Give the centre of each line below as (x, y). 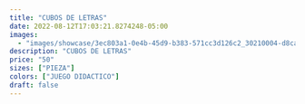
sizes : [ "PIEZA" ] (42, 69)
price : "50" (32, 60)
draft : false (34, 85)
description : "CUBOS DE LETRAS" (70, 52)
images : (24, 34)
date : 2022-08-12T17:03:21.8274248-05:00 (89, 26)
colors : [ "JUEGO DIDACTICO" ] (64, 77)
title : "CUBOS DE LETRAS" (58, 18)
